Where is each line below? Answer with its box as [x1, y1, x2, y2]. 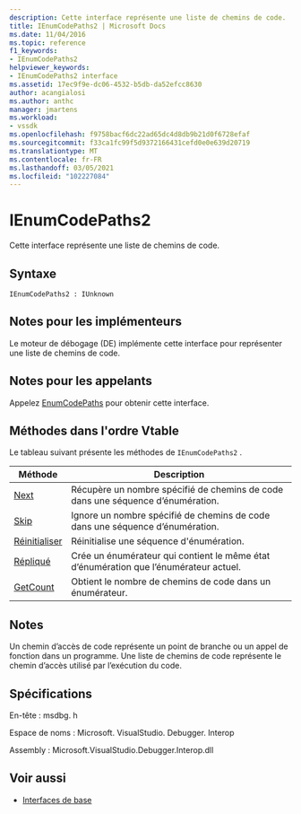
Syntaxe [9, 266, 56, 281]
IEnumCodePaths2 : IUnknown [9, 290, 115, 299]
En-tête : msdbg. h [9, 710, 78, 721]
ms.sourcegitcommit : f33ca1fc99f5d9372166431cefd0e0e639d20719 [9, 138, 251, 147]
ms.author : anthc [9, 96, 74, 106]
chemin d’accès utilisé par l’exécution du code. [9, 661, 182, 671]
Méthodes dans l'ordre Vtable [9, 424, 179, 439]
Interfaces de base [21, 794, 92, 805]
